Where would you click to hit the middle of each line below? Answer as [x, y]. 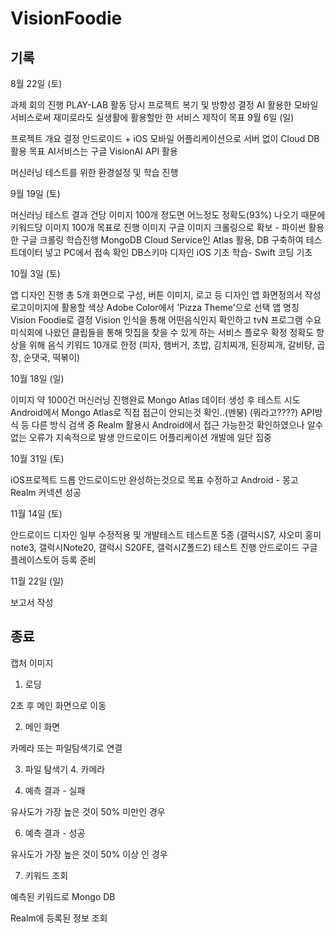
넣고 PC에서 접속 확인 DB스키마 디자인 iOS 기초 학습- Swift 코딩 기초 [178, 252]
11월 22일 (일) [37, 581]
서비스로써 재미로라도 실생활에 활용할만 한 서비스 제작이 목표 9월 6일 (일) [152, 117]
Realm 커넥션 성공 [46, 492]
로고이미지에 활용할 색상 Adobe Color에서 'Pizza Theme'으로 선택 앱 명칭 [155, 307]
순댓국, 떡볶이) [52, 357]
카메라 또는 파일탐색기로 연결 [66, 748]
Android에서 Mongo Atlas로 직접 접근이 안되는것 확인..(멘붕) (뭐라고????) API [162, 412]
